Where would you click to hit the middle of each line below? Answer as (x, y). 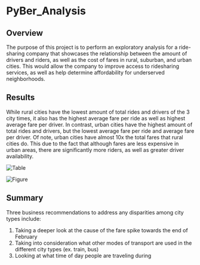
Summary (25, 198)
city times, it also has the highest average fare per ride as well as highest (96, 118)
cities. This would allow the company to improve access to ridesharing (93, 66)
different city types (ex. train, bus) (57, 249)
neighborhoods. (26, 79)
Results (21, 97)
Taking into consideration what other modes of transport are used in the (103, 243)
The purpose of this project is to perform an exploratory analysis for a (92, 47)
